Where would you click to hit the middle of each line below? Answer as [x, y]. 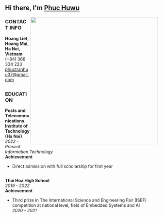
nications [15, 121]
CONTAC [16, 22]
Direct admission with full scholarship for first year [62, 166]
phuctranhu [16, 69]
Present [13, 147]
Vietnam [14, 54]
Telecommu [17, 116]
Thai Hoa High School [27, 180]
